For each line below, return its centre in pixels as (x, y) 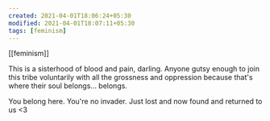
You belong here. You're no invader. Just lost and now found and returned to (135, 102)
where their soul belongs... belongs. (68, 86)
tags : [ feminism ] (37, 30)
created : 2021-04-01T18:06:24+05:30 (70, 16)
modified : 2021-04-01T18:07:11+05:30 (72, 23)
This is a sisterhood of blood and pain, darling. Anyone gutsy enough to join (134, 69)
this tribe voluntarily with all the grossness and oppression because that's (131, 78)
